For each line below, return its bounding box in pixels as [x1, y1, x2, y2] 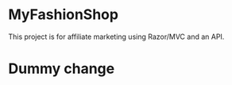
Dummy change [8, 60, 115, 78]
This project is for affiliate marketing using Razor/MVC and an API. [8, 32, 225, 41]
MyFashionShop [8, 6, 119, 24]
